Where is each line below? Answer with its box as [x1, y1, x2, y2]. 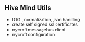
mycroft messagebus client [11, 26, 66, 32]
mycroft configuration [11, 31, 55, 37]
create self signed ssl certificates [11, 21, 78, 27]
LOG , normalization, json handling [11, 16, 80, 22]
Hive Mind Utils [4, 4, 51, 12]
